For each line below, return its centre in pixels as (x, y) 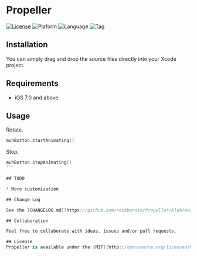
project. (16, 65)
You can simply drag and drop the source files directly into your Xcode (91, 58)
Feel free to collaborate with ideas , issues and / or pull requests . (91, 231)
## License (19, 242)
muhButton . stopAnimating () (39, 162)
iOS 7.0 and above (36, 98)
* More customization (33, 189)
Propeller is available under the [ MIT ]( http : (64, 247)
